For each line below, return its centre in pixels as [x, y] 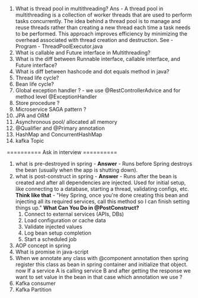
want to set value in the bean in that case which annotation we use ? [99, 277]
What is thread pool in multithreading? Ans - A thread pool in [89, 9]
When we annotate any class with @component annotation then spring [102, 258]
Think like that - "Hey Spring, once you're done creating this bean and [102, 195]
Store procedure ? [37, 103]
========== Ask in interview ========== [62, 152]
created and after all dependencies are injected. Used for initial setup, [100, 182]
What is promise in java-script [52, 252]
